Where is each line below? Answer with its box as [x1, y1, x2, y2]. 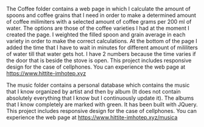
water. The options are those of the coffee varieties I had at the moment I [6, 24, 190, 32]
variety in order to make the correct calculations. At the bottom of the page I [6, 38, 198, 44]
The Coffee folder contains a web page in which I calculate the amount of [6, 5, 191, 12]
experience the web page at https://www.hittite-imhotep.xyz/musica [6, 114, 178, 121]
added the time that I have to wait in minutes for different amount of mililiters [6, 44, 198, 51]
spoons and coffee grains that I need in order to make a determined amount [6, 12, 197, 19]
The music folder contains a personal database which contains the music [6, 81, 190, 89]
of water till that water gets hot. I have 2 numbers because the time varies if [6, 50, 196, 57]
